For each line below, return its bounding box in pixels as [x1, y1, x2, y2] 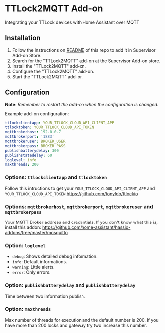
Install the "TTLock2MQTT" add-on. [12, 63, 86, 69]
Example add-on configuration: [5, 111, 69, 117]
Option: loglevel [5, 242, 46, 249]
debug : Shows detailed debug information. [12, 253, 98, 259]
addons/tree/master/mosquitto [5, 229, 68, 235]
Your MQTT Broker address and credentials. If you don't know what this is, [5, 219, 158, 225]
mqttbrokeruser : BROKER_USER [5, 139, 66, 144]
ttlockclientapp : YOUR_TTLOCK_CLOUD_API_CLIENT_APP [5, 120, 114, 125]
